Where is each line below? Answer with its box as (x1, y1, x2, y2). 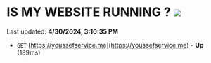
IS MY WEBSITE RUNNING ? (6, 4, 172, 20)
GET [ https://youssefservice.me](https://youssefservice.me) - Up (16, 41, 204, 49)
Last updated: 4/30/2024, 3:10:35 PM (6, 27, 119, 36)
